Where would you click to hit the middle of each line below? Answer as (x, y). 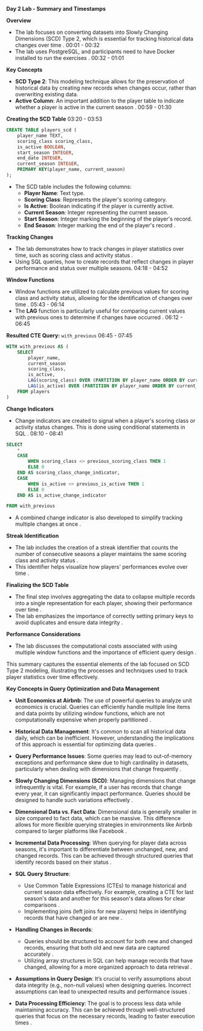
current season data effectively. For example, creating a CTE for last (109, 892)
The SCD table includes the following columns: (73, 187)
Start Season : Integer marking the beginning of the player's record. (108, 219)
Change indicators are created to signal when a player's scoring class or (105, 420)
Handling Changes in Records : (54, 930)
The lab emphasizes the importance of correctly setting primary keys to (104, 616)
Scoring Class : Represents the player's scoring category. (95, 199)
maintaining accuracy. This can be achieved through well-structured (100, 1010)
